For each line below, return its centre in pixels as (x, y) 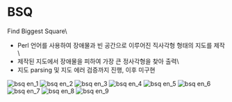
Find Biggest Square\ (37, 31)
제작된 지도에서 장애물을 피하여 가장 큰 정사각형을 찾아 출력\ (98, 61)
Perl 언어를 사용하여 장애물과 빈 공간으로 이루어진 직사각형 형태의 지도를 (115, 45)
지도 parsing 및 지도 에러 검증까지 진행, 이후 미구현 (86, 70)
